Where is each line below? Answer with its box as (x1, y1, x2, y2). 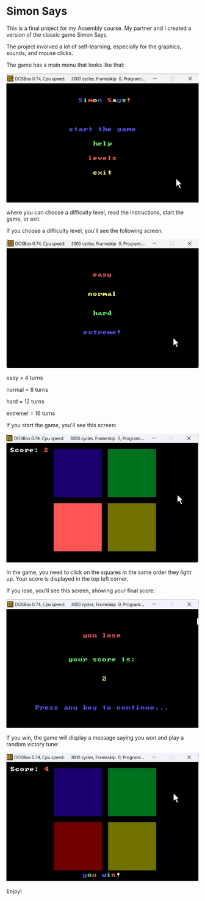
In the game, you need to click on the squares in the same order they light (6, 568, 192, 576)
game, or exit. (6, 215, 41, 222)
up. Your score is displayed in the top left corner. (6, 575, 129, 583)
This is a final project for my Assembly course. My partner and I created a (6, 24, 192, 32)
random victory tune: (6, 740, 59, 748)
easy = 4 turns (6, 374, 43, 381)
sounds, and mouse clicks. (6, 49, 74, 56)
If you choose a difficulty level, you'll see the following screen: (6, 227, 164, 235)
